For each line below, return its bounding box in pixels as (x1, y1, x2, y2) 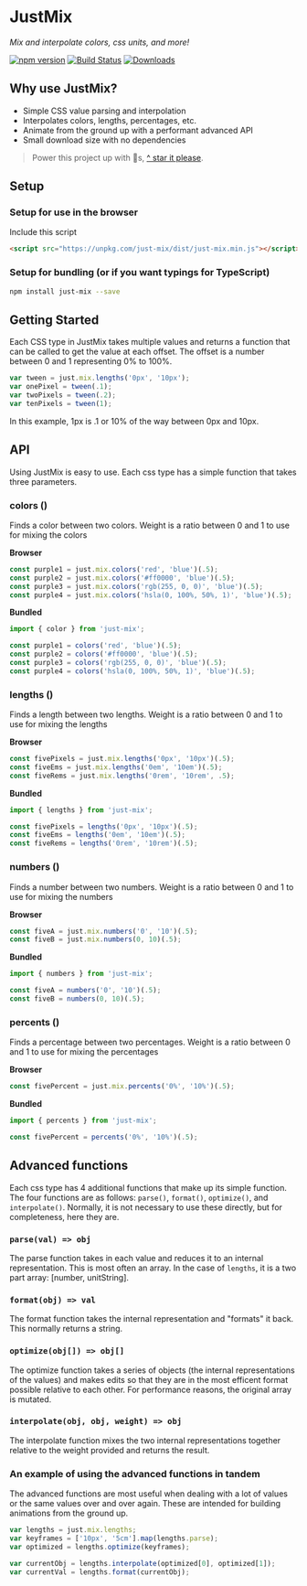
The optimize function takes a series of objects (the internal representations (9, 1365, 295, 1376)
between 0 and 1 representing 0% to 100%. (9, 356, 173, 367)
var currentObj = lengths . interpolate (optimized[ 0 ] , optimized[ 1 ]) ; (9, 1559, 276, 1568)
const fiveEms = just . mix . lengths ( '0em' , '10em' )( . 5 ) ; (9, 762, 223, 772)
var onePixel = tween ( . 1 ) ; (9, 382, 112, 391)
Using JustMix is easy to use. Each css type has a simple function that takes (9, 466, 297, 477)
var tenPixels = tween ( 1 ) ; (9, 399, 112, 408)
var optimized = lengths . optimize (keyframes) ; (9, 1542, 190, 1551)
